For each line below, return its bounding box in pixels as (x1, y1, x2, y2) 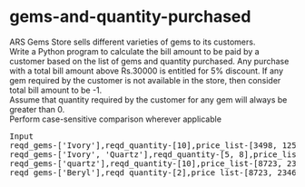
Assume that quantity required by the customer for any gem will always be (9, 93, 288, 105)
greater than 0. (9, 103, 65, 114)
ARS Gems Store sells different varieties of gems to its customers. (9, 36, 256, 47)
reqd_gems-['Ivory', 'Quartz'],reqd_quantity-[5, (9, 149, 235, 160)
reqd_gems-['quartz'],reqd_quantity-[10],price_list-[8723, (9, 158, 283, 169)
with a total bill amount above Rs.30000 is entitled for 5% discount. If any (9, 65, 284, 76)
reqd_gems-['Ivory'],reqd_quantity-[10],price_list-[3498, (9, 140, 279, 151)
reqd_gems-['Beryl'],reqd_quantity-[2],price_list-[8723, (9, 167, 273, 178)
